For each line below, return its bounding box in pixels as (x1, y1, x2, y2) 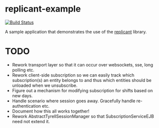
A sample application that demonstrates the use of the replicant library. (5, 29, 147, 34)
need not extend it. (12, 118, 50, 124)
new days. (12, 93, 33, 98)
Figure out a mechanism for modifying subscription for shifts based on (12, 87, 153, 93)
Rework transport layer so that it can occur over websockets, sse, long (12, 62, 154, 67)
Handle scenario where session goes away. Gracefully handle (12, 98, 136, 104)
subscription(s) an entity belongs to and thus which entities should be (12, 77, 152, 83)
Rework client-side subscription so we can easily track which (12, 72, 135, 78)
